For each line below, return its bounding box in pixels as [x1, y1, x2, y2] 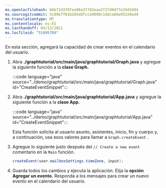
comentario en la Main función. [12, 149, 75, 155]
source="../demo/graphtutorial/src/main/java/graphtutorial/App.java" [12, 114, 153, 120]
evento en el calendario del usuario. [12, 178, 86, 184]
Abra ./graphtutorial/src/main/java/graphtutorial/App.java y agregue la [12, 94, 162, 100]
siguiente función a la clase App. [12, 99, 80, 105]
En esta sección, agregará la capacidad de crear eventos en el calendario [5, 44, 155, 50]
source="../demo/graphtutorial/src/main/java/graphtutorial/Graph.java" [12, 79, 157, 85]
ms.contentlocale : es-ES [5, 21, 56, 26]
